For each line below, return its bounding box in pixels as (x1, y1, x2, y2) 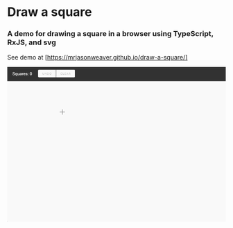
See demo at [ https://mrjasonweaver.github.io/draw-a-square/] (7, 53, 188, 62)
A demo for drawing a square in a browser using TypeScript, (7, 29, 214, 39)
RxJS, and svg (7, 37, 57, 47)
